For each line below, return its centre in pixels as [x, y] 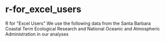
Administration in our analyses [37, 34]
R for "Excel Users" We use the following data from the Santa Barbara [78, 23]
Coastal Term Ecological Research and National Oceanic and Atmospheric [83, 28]
